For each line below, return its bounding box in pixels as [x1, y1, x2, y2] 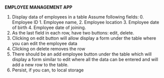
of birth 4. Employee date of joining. [12, 24, 86, 30]
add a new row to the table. [12, 62, 69, 67]
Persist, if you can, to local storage [12, 67, 84, 73]
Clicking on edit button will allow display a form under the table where [12, 35, 156, 41]
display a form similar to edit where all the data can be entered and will [12, 56, 158, 62]
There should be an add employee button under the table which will [12, 51, 152, 57]
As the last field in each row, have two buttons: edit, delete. [12, 30, 134, 35]
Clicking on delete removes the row [12, 46, 86, 51]
